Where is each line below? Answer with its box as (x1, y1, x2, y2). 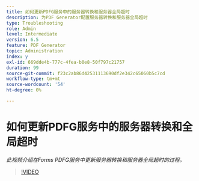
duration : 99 (6, 64, 39, 71)
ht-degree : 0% (6, 87, 42, 93)
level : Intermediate (6, 31, 58, 37)
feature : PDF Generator (6, 43, 66, 49)
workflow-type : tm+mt (6, 76, 61, 82)
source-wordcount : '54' (6, 82, 66, 88)
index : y (6, 54, 28, 60)
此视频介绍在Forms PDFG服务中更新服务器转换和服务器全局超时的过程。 (6, 156, 185, 163)
